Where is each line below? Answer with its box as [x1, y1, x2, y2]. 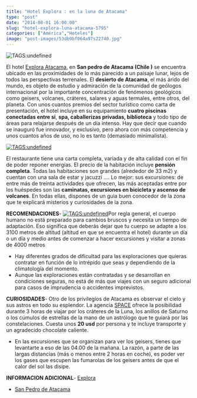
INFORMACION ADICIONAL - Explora [6, 374, 96, 381]
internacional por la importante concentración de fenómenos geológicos [6, 89, 182, 95]
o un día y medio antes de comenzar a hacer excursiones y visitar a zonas [6, 235, 186, 242]
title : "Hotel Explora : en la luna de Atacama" [6, 8, 128, 15]
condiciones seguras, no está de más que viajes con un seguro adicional [14, 277, 191, 285]
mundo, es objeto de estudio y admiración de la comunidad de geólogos [6, 82, 182, 89]
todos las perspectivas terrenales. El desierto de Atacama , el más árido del [6, 76, 189, 83]
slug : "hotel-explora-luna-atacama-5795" [6, 25, 109, 31]
